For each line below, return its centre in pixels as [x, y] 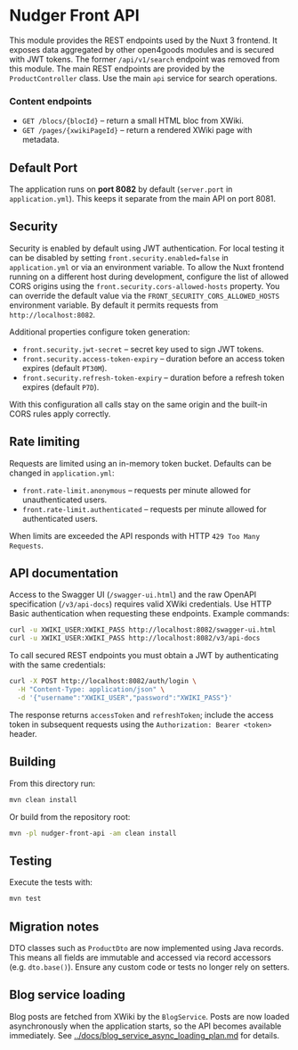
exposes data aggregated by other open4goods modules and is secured [141, 49]
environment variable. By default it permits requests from [114, 305]
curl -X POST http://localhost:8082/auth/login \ [103, 682]
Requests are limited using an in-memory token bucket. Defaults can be [141, 463]
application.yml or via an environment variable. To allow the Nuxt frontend [147, 267]
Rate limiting [44, 442]
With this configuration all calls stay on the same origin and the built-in [138, 404]
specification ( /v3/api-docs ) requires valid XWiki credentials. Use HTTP [141, 604]
